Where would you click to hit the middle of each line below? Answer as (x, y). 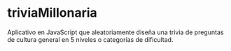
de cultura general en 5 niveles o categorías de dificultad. (90, 39)
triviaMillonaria (52, 13)
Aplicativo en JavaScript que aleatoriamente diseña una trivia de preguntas (115, 32)
